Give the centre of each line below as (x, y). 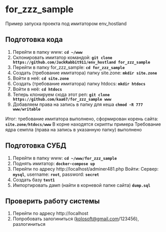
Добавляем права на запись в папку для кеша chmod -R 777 (78, 104)
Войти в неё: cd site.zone (41, 78)
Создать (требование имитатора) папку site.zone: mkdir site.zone (85, 73)
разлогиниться (29, 224)
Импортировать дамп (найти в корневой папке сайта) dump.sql (81, 185)
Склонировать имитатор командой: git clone (62, 57)
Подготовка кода (34, 40)
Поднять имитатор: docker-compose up (54, 163)
